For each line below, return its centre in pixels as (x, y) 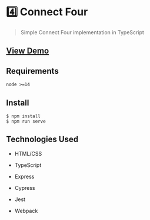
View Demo (28, 51)
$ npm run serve (26, 121)
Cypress (25, 188)
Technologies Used (42, 139)
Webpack (26, 211)
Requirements (32, 71)
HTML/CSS (28, 153)
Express (24, 176)
